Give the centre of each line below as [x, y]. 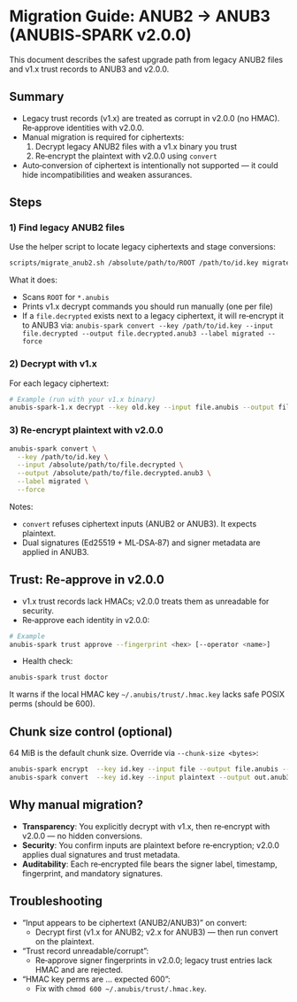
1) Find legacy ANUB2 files [67, 227]
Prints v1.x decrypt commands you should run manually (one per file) [148, 306]
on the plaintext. [65, 941]
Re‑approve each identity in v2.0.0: [86, 620]
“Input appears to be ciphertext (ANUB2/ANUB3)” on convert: [134, 922]
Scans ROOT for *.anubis [65, 297]
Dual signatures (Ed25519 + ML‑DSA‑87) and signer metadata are [141, 543]
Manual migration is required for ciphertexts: [103, 137]
